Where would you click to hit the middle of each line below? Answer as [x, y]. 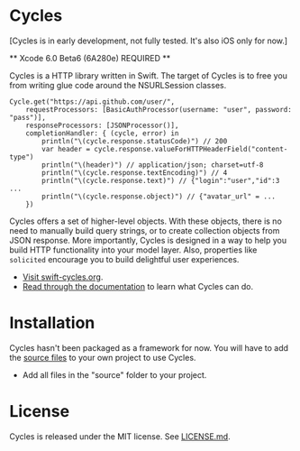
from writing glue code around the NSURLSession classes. [118, 85]
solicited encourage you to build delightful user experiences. [124, 259]
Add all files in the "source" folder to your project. [114, 374]
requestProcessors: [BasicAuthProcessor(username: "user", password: [159, 109]
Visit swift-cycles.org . [63, 277]
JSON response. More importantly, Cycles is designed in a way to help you [148, 240]
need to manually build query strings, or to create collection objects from [145, 230]
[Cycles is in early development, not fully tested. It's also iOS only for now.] [149, 41]
